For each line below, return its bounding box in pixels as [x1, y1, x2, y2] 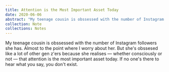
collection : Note [5, 21, 42, 27]
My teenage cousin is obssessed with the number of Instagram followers [5, 40, 157, 46]
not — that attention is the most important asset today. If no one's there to [5, 56, 159, 62]
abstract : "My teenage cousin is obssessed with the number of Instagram [5, 17, 164, 22]
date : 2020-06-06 [5, 12, 42, 17]
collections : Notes [5, 26, 47, 31]
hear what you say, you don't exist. [5, 61, 78, 67]
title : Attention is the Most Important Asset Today [5, 7, 119, 13]
